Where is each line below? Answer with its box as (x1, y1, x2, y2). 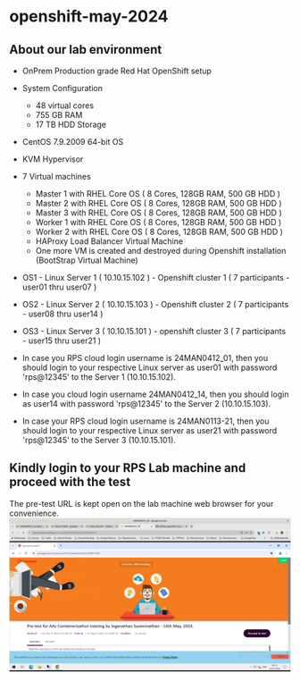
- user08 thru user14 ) (21, 308, 104, 319)
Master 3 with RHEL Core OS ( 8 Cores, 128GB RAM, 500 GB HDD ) (35, 207, 283, 218)
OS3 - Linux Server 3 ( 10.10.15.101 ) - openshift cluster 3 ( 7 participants (21, 326, 287, 336)
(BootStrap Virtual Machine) (35, 255, 138, 265)
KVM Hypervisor (21, 154, 84, 164)
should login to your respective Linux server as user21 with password (21, 425, 278, 435)
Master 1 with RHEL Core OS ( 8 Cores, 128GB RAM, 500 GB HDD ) (35, 189, 281, 198)
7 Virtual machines (21, 172, 91, 181)
